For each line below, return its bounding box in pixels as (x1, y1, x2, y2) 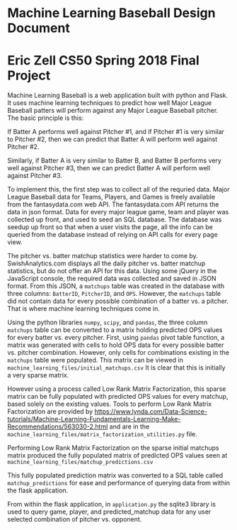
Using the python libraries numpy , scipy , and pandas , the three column (7, 318, 208, 327)
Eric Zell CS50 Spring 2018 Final (7, 53, 200, 69)
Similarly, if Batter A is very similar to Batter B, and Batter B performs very (7, 156, 221, 165)
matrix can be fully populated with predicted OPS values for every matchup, (7, 392, 229, 401)
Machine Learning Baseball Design (7, 5, 216, 21)
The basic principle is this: (7, 114, 84, 122)
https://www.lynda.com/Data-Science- (94, 407, 207, 416)
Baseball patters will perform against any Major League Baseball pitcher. (7, 106, 219, 115)
